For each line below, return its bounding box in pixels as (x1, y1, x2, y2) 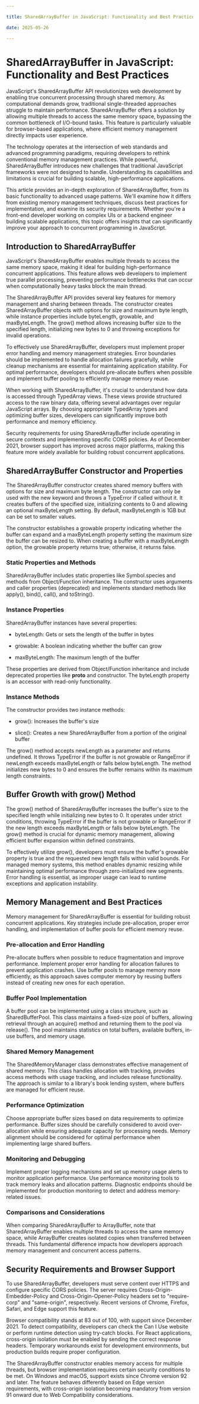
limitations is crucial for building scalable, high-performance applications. (6, 175, 185, 182)
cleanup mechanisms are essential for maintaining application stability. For (6, 362, 188, 370)
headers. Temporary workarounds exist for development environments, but (6, 1342, 190, 1349)
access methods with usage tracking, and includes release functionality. (6, 1074, 182, 1081)
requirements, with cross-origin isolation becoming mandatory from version (6, 1385, 191, 1392)
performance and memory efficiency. (6, 418, 97, 425)
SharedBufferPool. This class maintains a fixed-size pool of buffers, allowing (6, 1014, 192, 1021)
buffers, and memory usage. (16, 1033, 86, 1040)
